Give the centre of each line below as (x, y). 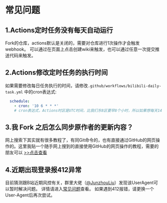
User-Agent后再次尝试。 (30, 195)
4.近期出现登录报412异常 (43, 170)
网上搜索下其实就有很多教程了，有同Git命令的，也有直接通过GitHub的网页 (81, 140)
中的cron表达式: (40, 92)
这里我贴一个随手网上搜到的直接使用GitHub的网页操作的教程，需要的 (88, 146)
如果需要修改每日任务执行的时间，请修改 (46, 86)
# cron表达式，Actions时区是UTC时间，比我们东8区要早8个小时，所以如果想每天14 (88, 110)
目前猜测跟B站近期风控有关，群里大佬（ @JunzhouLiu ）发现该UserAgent (80, 183)
